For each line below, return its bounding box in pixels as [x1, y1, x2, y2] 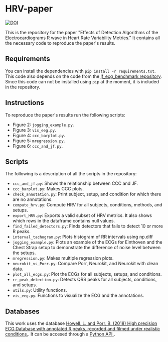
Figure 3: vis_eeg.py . [12, 127, 56, 133]
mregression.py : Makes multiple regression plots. [12, 255, 114, 261]
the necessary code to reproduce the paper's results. [5, 40, 115, 46]
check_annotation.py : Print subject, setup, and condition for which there [12, 191, 161, 197]
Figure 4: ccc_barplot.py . [12, 132, 65, 138]
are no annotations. [12, 196, 53, 202]
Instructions [5, 98, 44, 107]
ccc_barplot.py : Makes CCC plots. [12, 186, 84, 192]
